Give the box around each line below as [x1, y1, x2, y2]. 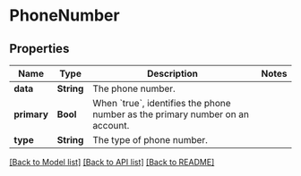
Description [146, 68, 199, 80]
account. [92, 120, 130, 131]
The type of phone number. [92, 134, 209, 146]
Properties [9, 41, 70, 56]
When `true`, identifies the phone [92, 97, 231, 109]
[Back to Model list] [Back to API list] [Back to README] [9, 157, 215, 167]
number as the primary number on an [92, 108, 249, 121]
